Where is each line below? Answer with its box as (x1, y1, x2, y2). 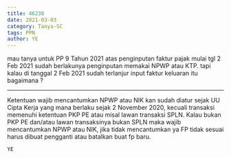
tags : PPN (7, 29, 36, 36)
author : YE (7, 36, 38, 43)
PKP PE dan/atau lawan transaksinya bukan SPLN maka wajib (7, 118, 181, 126)
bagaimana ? (7, 76, 43, 84)
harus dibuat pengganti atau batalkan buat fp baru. (7, 133, 151, 141)
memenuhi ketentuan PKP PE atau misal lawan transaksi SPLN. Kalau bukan (7, 111, 221, 119)
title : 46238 (7, 10, 45, 17)
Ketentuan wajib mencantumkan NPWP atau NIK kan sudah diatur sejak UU (7, 96, 220, 104)
